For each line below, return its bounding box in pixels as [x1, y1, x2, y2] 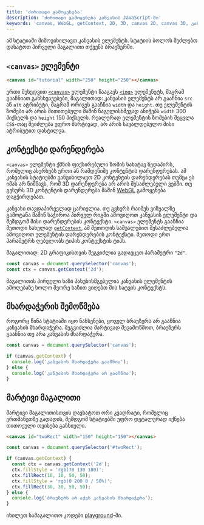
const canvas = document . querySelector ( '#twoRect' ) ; [6, 445, 143, 451]
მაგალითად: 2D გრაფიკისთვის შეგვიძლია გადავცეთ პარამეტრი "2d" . [6, 249, 187, 256]
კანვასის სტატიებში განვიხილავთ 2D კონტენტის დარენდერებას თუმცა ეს [6, 173, 195, 181]
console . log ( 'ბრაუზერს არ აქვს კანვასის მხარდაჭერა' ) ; [12, 495, 154, 501]
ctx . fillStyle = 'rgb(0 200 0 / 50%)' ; [12, 478, 113, 484]
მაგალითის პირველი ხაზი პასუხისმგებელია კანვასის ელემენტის [6, 277, 173, 285]
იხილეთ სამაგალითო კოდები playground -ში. [6, 512, 123, 519]
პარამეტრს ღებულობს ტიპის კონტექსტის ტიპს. [6, 237, 127, 244]
